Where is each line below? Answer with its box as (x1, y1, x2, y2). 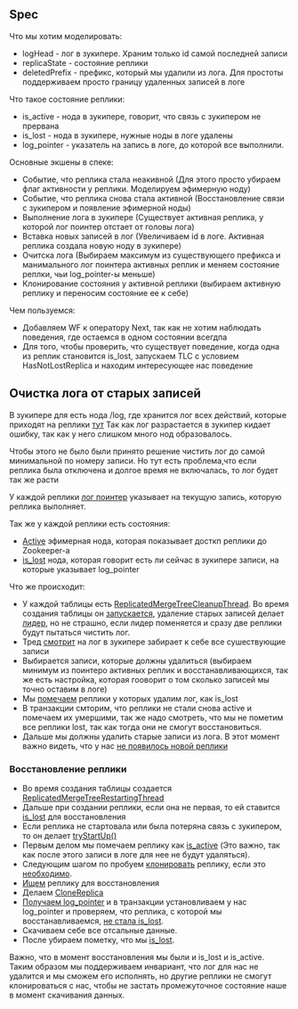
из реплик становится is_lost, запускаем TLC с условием (21, 350, 239, 361)
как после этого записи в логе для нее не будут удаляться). (21, 849, 251, 859)
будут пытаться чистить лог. (21, 627, 131, 637)
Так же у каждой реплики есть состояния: (9, 518, 171, 529)
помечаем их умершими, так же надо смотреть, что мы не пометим (21, 712, 284, 723)
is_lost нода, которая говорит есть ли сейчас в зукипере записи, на (21, 554, 279, 565)
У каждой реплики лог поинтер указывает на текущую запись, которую (9, 491, 282, 502)
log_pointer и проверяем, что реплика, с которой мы (21, 906, 222, 916)
